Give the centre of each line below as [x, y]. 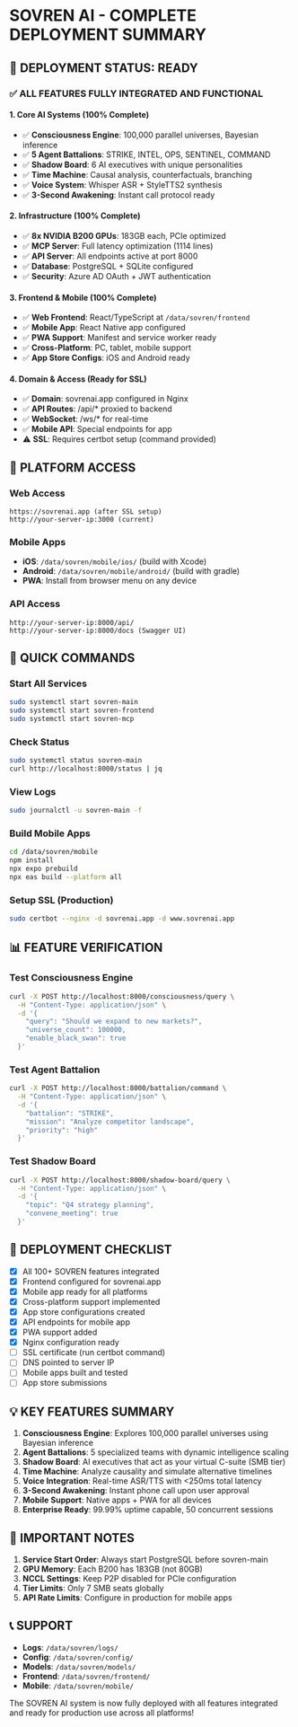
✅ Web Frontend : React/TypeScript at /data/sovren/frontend [136, 317]
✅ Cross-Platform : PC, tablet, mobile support [106, 348]
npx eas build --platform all [66, 877]
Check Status [39, 742]
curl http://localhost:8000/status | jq [86, 769]
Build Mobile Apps [50, 833]
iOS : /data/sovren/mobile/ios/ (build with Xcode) [114, 561]
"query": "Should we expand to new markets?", [114, 1022]
